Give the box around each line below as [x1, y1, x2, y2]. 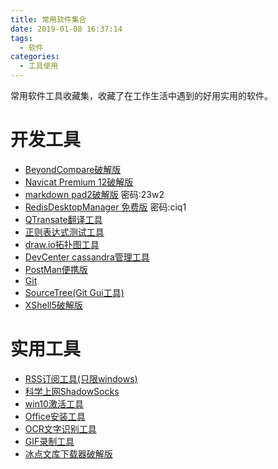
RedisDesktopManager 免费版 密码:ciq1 [24, 201, 187, 213]
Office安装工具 [24, 410, 86, 422]
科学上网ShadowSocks [24, 385, 120, 397]
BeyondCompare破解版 [24, 163, 122, 175]
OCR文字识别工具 [24, 422, 97, 435]
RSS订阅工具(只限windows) [24, 372, 138, 385]
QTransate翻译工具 [24, 213, 103, 225]
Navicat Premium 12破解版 [24, 176, 134, 188]
